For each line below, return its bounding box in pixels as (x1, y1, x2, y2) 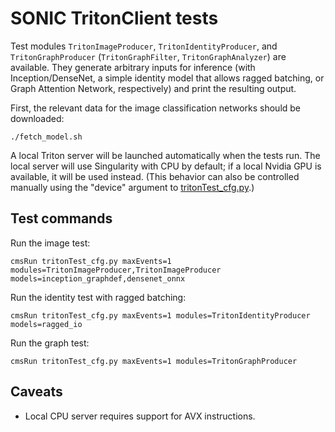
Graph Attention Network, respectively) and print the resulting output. (10, 82, 297, 94)
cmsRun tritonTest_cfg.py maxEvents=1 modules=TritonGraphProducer (10, 356, 298, 366)
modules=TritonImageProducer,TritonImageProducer (10, 265, 222, 275)
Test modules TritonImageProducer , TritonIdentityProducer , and (10, 40, 278, 52)
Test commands (10, 210, 113, 227)
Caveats (10, 383, 63, 401)
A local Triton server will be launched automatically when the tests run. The (10, 149, 321, 161)
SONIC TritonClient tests (10, 7, 219, 30)
